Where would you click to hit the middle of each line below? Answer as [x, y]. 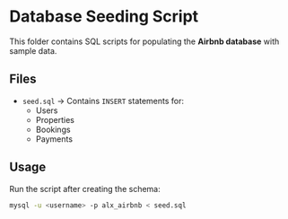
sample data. [33, 50]
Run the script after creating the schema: [85, 188]
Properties [55, 119]
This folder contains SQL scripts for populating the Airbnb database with [144, 41]
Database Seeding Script [104, 17]
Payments [54, 139]
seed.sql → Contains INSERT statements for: [103, 101]
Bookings [53, 129]
